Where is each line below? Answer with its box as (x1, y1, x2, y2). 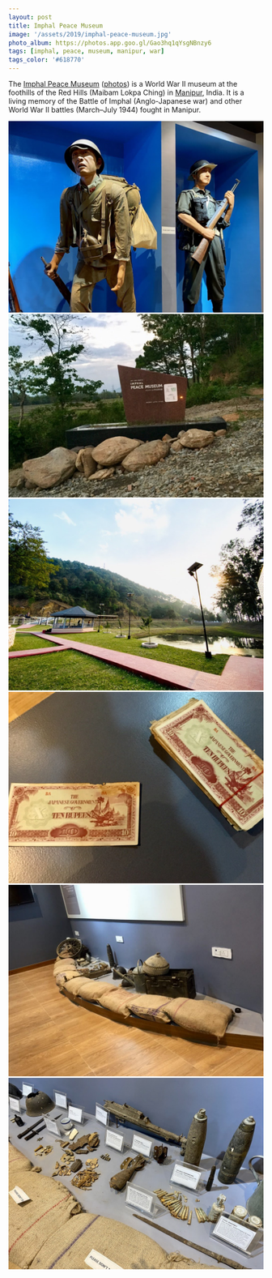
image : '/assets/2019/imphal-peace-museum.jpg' (8, 30, 172, 38)
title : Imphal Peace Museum (8, 21, 104, 30)
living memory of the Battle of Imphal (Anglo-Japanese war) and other (8, 96, 243, 105)
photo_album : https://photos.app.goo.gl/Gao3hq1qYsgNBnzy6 (8, 39, 212, 47)
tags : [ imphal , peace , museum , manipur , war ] (8, 47, 164, 56)
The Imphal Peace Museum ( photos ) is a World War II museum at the (8, 79, 238, 88)
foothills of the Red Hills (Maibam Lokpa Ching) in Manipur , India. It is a (8, 88, 244, 97)
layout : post (8, 13, 53, 21)
